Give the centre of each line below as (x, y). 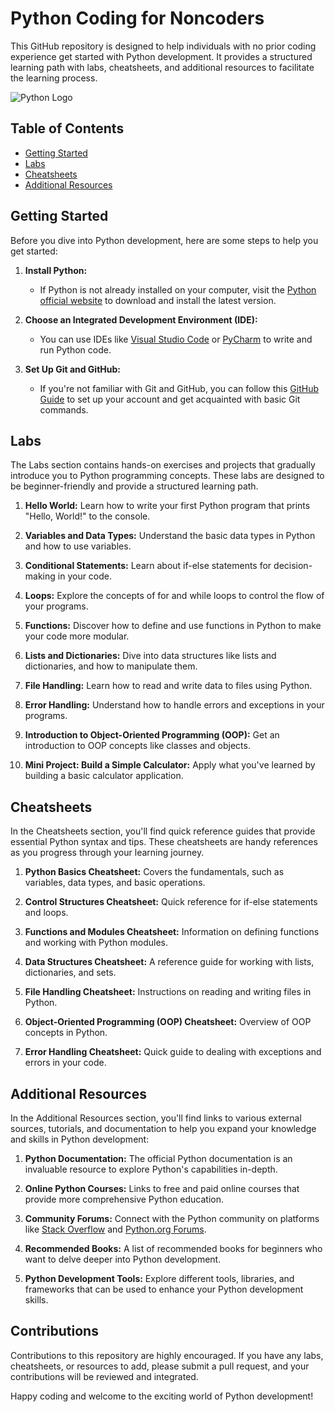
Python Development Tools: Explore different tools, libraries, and (159, 1278)
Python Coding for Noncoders (137, 18)
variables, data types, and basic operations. (115, 883)
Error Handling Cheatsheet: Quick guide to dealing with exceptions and (173, 1052)
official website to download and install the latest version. (158, 300)
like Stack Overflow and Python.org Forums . (115, 1229)
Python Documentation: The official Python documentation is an (158, 1158)
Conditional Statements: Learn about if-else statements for (148, 566)
